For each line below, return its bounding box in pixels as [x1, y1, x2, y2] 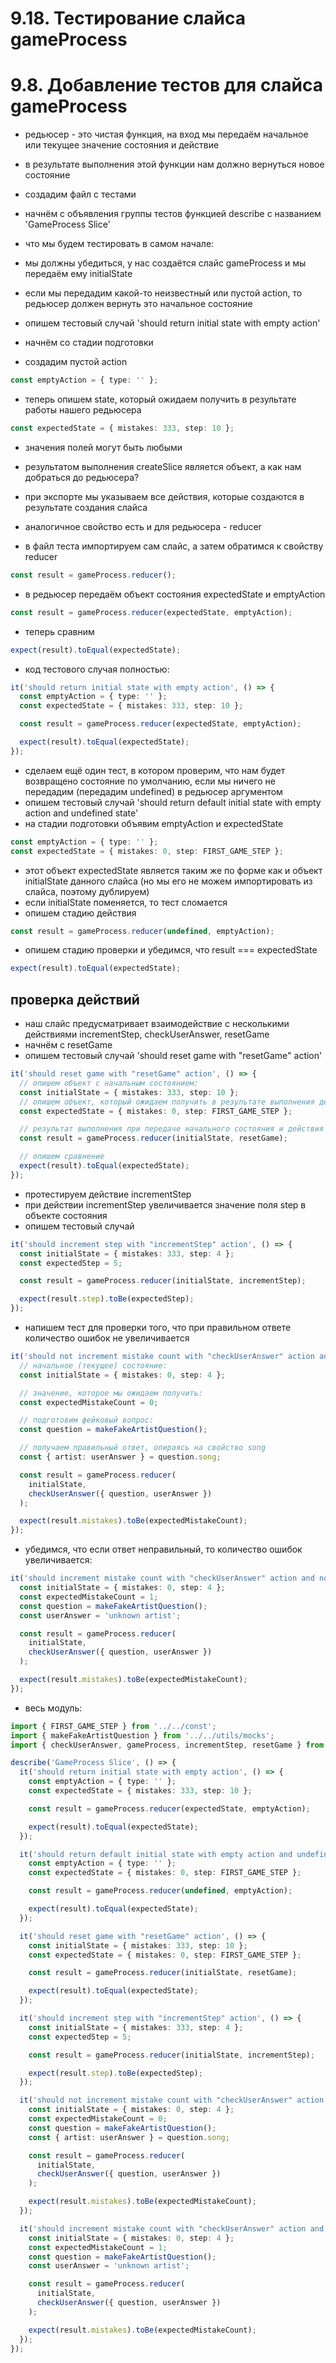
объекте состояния [24, 1209, 108, 1221]
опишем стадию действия [24, 907, 137, 919]
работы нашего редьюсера [24, 404, 142, 416]
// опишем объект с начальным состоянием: [19, 1078, 199, 1088]
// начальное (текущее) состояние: [19, 1360, 168, 1371]
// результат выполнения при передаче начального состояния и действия [19, 1124, 325, 1134]
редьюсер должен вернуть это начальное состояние [24, 298, 253, 310]
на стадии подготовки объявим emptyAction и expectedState [24, 817, 284, 829]
